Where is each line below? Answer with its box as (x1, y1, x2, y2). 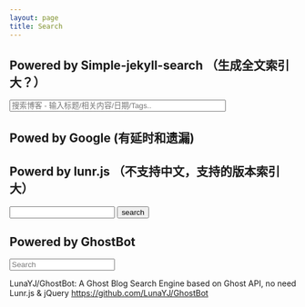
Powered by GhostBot (9, 233, 137, 250)
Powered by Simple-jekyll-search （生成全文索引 (9, 57, 290, 73)
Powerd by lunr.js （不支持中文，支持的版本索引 (9, 164, 280, 180)
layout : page (9, 13, 59, 23)
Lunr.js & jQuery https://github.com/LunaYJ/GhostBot (9, 288, 209, 299)
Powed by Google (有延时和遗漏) (9, 130, 195, 145)
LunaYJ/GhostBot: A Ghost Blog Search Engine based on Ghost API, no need (9, 278, 297, 289)
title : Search (9, 22, 64, 31)
